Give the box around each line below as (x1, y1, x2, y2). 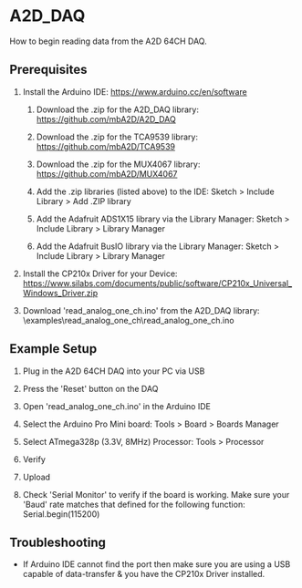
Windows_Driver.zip (22, 287, 99, 298)
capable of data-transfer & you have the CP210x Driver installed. (22, 569, 266, 580)
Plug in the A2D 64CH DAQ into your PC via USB (22, 366, 205, 377)
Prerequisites (9, 62, 88, 77)
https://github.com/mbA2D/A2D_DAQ (36, 113, 176, 124)
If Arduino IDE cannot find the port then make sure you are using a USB (22, 559, 291, 570)
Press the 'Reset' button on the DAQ (22, 383, 159, 394)
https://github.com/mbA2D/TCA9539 (36, 140, 176, 151)
